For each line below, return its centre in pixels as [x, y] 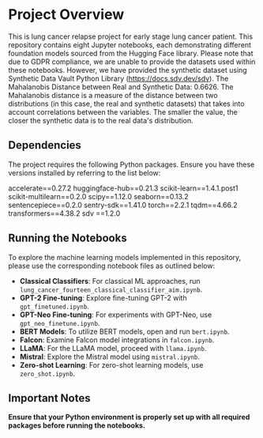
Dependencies [45, 145]
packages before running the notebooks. [77, 425]
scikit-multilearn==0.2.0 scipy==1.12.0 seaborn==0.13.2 [98, 196]
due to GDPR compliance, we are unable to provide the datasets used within [132, 62]
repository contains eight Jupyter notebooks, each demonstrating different [130, 44]
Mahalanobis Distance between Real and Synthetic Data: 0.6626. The [121, 87]
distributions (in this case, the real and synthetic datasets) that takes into [126, 104]
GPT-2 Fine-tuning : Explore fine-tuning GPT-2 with [103, 297]
